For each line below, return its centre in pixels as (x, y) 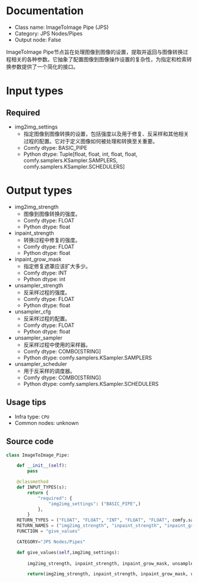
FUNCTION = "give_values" (49, 531)
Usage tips (26, 402)
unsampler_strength (39, 285)
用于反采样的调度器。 (49, 371)
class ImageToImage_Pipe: (38, 455)
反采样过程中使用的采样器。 (57, 345)
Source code (30, 442)
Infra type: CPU (32, 417)
